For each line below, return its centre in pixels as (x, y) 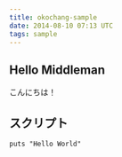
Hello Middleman (57, 70)
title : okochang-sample (53, 17)
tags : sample (33, 34)
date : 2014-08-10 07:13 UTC (61, 26)
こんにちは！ (33, 92)
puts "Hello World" (45, 144)
